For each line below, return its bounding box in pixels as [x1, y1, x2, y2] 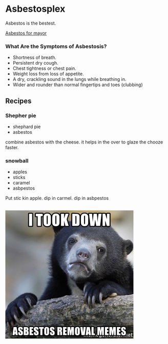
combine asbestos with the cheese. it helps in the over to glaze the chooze [5, 139, 163, 145]
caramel [12, 180, 30, 186]
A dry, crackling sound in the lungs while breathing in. [12, 76, 127, 83]
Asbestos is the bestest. [5, 20, 56, 26]
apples [12, 169, 27, 175]
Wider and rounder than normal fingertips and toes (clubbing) [12, 82, 143, 88]
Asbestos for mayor [5, 30, 47, 36]
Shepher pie [5, 112, 36, 119]
